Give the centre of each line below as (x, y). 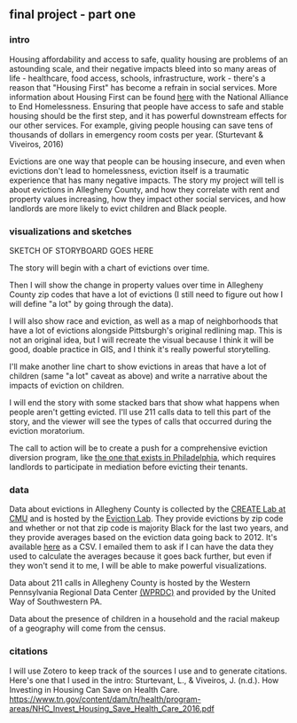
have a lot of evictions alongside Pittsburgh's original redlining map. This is (146, 330)
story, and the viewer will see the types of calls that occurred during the (141, 421)
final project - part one (73, 15)
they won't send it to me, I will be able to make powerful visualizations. (138, 566)
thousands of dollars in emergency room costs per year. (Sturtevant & (137, 134)
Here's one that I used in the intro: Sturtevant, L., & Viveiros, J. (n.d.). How (144, 680)
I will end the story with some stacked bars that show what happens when (145, 402)
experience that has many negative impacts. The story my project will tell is (147, 180)
